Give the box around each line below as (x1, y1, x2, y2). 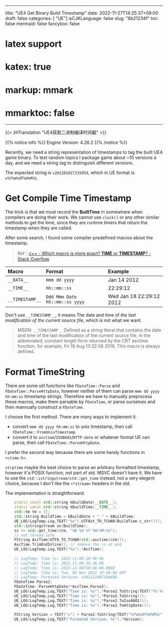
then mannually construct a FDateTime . (5, 404, 84, 410)
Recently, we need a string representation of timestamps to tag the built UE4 (5, 149, 163, 155)
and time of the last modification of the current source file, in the (17, 332, 151, 338)
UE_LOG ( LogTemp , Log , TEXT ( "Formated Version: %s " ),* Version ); (14, 617, 144, 622)
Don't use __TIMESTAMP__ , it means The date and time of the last (5, 312, 136, 318)
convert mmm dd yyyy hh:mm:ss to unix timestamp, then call (12, 423, 132, 430)
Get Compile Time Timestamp (5, 192, 131, 204)
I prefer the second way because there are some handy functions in (5, 450, 145, 456)
